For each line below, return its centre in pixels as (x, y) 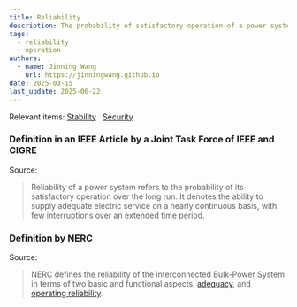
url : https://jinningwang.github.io (93, 75)
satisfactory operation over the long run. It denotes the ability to (147, 196)
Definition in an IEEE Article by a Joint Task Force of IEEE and (142, 140)
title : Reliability (45, 17)
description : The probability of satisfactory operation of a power (138, 26)
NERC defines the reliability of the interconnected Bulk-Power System (158, 274)
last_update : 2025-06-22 (55, 91)
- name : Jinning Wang (57, 67)
